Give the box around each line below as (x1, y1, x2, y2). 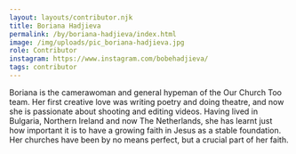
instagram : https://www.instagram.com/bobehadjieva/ (9, 54, 209, 63)
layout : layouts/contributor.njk (9, 12, 133, 22)
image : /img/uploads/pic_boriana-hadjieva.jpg (9, 37, 185, 47)
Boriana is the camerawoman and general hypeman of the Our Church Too (9, 86, 283, 98)
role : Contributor (9, 46, 77, 55)
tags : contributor (9, 63, 77, 72)
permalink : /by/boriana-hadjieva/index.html (9, 29, 177, 38)
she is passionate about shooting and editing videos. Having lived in (9, 106, 259, 117)
